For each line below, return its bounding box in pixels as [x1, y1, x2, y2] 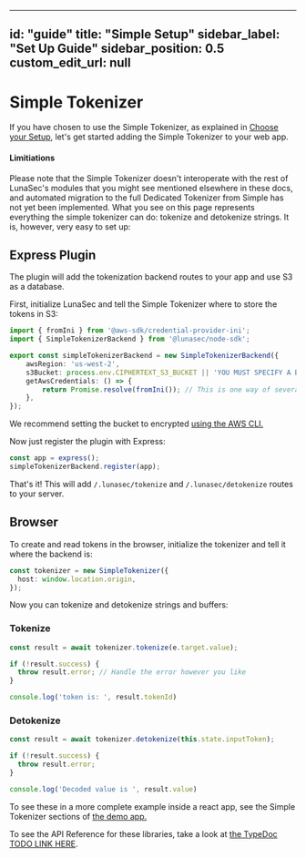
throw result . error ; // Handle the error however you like [17, 668, 247, 677]
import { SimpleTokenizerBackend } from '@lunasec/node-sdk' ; [9, 334, 250, 344]
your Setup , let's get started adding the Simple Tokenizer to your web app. [9, 131, 289, 142]
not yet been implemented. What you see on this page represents [9, 201, 255, 212]
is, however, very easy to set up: [9, 220, 131, 232]
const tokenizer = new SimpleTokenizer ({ [9, 566, 169, 575]
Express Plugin [9, 247, 97, 262]
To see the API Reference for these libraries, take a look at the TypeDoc [9, 828, 278, 839]
